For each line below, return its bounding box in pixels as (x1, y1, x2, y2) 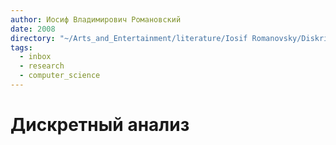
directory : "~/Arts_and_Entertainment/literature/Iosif (10, 33, 248, 43)
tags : (10, 42, 33, 53)
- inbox (19, 52, 52, 62)
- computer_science (19, 71, 101, 81)
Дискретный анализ (10, 114, 190, 136)
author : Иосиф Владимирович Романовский (10, 14, 182, 25)
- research (19, 61, 65, 71)
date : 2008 (10, 24, 56, 34)
